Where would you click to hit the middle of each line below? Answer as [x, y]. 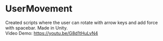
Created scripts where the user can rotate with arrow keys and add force [81, 22]
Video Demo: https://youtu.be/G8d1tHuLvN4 [52, 33]
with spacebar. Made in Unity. [36, 27]
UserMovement [39, 9]
